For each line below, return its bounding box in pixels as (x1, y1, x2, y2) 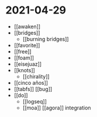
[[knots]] (13, 66, 36, 73)
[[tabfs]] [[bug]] (13, 85, 53, 92)
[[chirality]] (22, 73, 50, 80)
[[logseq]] (22, 98, 47, 105)
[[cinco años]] (13, 79, 48, 86)
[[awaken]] (13, 23, 41, 30)
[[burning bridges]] (22, 35, 69, 42)
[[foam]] (13, 54, 34, 61)
